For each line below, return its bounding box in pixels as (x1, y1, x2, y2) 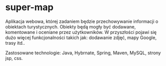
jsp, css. (5, 55, 23, 61)
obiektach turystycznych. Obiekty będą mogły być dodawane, (5, 23, 136, 29)
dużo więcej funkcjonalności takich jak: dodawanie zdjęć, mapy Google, (5, 35, 157, 41)
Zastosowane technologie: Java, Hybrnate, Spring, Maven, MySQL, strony (5, 50, 161, 56)
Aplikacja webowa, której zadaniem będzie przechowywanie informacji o (5, 18, 158, 24)
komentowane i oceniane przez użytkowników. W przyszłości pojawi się (5, 29, 157, 35)
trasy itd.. (5, 40, 26, 46)
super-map (5, 2, 54, 13)
